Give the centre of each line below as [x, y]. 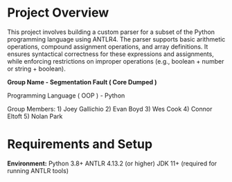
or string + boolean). [36, 69]
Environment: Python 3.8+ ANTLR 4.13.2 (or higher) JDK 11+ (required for [112, 163]
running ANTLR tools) [38, 170]
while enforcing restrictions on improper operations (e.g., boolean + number [116, 61]
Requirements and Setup [80, 144]
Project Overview [58, 13]
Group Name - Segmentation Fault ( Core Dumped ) [82, 82]
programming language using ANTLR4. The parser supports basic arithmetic [116, 39]
